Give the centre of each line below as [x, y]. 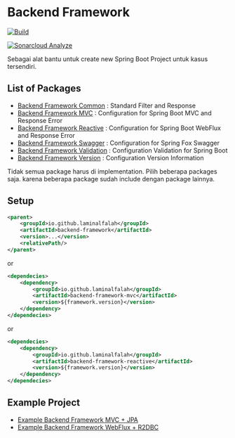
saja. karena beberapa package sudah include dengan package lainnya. [111, 179]
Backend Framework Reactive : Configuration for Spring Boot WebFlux [119, 128]
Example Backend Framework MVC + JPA [78, 420]
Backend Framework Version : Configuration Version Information [110, 157]
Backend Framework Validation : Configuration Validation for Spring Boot [122, 150]
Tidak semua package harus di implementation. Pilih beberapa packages [112, 171]
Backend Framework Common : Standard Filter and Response [107, 105]
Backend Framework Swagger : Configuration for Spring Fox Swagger [118, 143]
